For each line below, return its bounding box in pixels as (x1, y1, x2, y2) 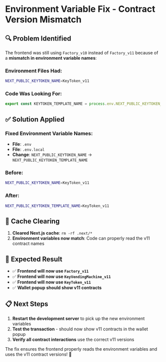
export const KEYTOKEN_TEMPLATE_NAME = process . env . (5, 101, 116, 107)
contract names (12, 241, 44, 246)
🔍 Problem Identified (5, 34, 72, 42)
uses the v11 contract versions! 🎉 (5, 351, 72, 357)
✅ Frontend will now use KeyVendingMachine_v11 (12, 274, 111, 280)
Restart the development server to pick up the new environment (12, 315, 145, 322)
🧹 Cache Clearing (5, 217, 60, 225)
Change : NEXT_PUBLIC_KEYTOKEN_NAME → (12, 152, 92, 158)
